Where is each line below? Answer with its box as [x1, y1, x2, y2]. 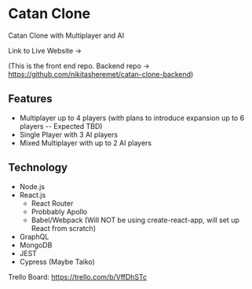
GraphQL [19, 232, 49, 241]
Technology [8, 161, 68, 174]
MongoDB [19, 240, 53, 250]
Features [8, 92, 53, 106]
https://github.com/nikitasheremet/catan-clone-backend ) [8, 69, 194, 79]
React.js [19, 190, 46, 199]
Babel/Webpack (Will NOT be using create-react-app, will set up [31, 215, 239, 225]
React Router [31, 198, 74, 208]
